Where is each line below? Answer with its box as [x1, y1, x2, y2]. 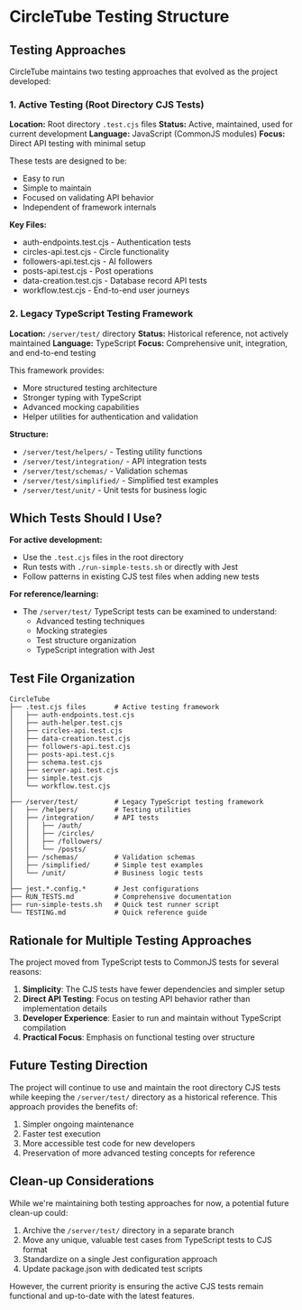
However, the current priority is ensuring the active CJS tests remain [9, 1280, 264, 1291]
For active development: [9, 535, 103, 546]
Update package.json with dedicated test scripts [22, 1263, 203, 1274]
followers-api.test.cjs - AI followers [22, 256, 153, 267]
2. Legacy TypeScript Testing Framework [9, 307, 194, 320]
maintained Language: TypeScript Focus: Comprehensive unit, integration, [9, 337, 288, 349]
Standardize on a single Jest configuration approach [22, 1253, 218, 1264]
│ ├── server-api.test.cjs [9, 766, 119, 775]
